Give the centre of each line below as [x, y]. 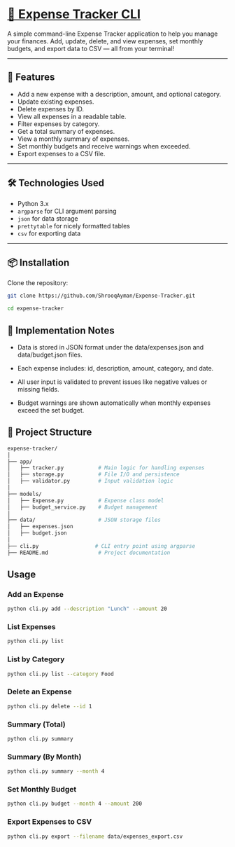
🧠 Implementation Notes [61, 330]
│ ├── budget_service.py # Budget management [83, 507]
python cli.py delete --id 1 [50, 706]
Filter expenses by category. [58, 124]
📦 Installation [38, 262]
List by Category [36, 659]
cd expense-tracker [36, 309]
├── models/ [24, 494]
